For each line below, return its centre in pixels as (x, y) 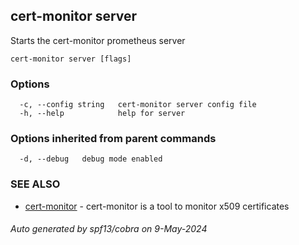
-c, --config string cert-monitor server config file (138, 105)
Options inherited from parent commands (113, 139)
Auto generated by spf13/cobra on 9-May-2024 (109, 229)
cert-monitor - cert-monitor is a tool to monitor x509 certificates (157, 206)
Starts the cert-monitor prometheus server (98, 40)
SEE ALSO (35, 184)
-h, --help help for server (102, 114)
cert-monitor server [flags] (71, 59)
